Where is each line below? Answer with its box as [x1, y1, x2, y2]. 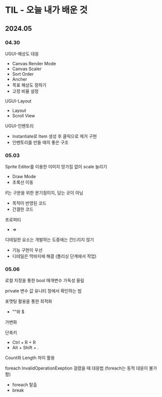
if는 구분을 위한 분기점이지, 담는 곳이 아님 [5, 190, 84, 196]
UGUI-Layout [5, 98, 32, 104]
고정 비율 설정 [12, 88, 39, 94]
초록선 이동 [12, 180, 34, 185]
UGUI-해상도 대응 [5, 51, 39, 56]
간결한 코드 [12, 207, 34, 212]
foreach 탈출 [12, 382, 38, 388]
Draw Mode [12, 174, 36, 180]
